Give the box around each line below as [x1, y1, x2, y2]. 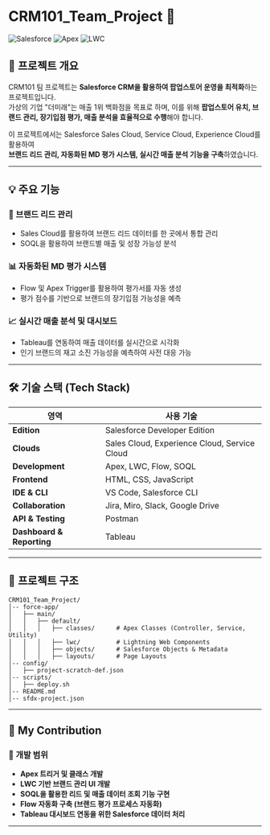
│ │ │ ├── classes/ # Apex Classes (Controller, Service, [8, 623, 247, 632]
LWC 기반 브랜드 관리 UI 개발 [19, 779, 111, 789]
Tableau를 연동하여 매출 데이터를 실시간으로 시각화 [19, 338, 180, 348]
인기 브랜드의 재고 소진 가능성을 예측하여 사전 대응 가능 [19, 348, 192, 357]
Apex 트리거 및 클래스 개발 [19, 769, 104, 779]
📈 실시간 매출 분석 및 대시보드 [8, 315, 118, 327]
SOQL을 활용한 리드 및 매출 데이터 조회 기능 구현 [19, 789, 170, 799]
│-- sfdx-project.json [8, 694, 84, 702]
